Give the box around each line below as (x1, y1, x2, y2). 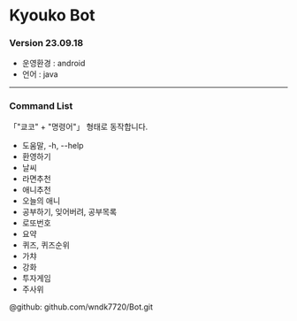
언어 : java (21, 69, 59, 80)
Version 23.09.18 (9, 37, 84, 50)
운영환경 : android (21, 58, 86, 69)
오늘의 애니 (21, 195, 61, 206)
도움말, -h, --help (21, 140, 84, 150)
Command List (9, 100, 73, 112)
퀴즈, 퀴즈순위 (21, 240, 71, 250)
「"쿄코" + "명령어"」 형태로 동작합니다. (9, 121, 148, 132)
